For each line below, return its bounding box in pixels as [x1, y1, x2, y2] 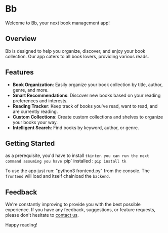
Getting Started [5, 139, 55, 147]
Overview [5, 34, 37, 43]
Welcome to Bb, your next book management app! [5, 20, 110, 26]
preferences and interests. [12, 97, 68, 104]
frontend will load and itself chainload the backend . [5, 173, 110, 179]
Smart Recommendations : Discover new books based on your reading [12, 92, 161, 98]
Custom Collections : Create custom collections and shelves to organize [12, 113, 163, 120]
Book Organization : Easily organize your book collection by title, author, [12, 82, 163, 88]
